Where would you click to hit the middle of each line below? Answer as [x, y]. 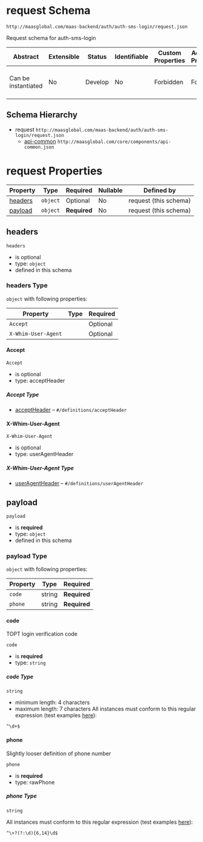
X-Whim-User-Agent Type [40, 468]
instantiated [26, 85]
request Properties [54, 171]
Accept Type [23, 394]
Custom [169, 53]
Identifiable [131, 56]
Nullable [110, 190]
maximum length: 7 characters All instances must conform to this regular [105, 709]
